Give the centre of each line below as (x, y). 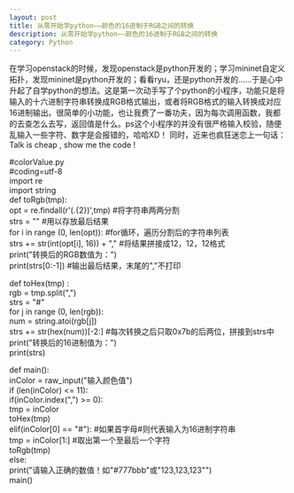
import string (33, 191)
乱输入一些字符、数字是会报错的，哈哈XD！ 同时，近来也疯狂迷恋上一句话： (147, 135)
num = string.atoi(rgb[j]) (53, 321)
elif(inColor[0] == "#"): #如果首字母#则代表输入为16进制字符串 (123, 429)
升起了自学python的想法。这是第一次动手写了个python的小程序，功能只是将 (147, 90)
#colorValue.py (37, 162)
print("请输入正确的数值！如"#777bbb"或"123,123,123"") (111, 470)
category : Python (41, 42)
